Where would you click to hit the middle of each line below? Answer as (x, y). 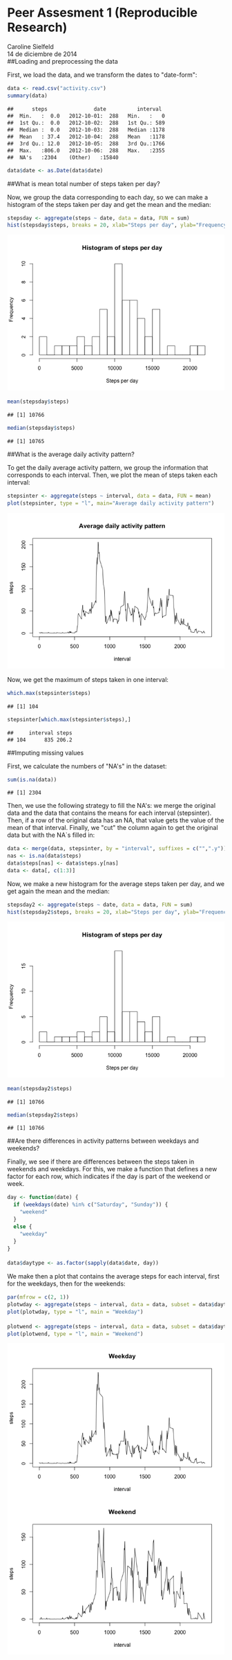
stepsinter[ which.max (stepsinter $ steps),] (69, 719)
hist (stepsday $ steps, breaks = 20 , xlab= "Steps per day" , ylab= (101, 225)
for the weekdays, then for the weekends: (66, 1284)
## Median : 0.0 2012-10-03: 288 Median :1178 (86, 129)
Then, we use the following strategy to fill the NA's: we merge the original (112, 806)
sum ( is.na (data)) (32, 779)
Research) (37, 27)
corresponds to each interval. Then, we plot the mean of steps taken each (113, 475)
